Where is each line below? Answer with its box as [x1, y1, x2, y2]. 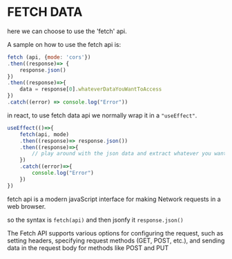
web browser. [7, 202, 46, 211]
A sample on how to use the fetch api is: [7, 40, 122, 48]
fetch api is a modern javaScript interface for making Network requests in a [7, 195, 221, 203]
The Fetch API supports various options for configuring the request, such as [7, 229, 224, 237]
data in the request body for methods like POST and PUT [7, 243, 169, 252]
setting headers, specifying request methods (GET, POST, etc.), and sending [7, 236, 225, 244]
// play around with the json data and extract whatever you [32, 150, 212, 157]
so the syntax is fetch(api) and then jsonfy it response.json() [7, 215, 184, 224]
